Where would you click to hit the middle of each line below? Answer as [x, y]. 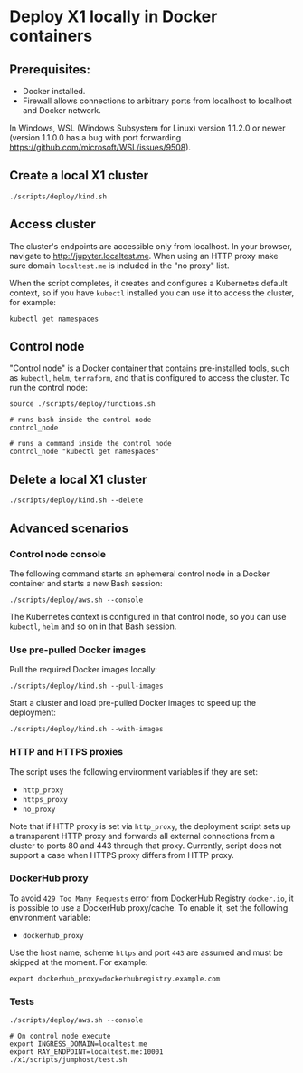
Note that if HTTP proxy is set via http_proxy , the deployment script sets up [150, 826]
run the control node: [49, 388]
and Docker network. [62, 110]
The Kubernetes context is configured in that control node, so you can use [148, 616]
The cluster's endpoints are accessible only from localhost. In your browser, [151, 246]
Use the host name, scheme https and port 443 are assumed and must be [146, 952]
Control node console [58, 554]
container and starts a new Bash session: [86, 583]
